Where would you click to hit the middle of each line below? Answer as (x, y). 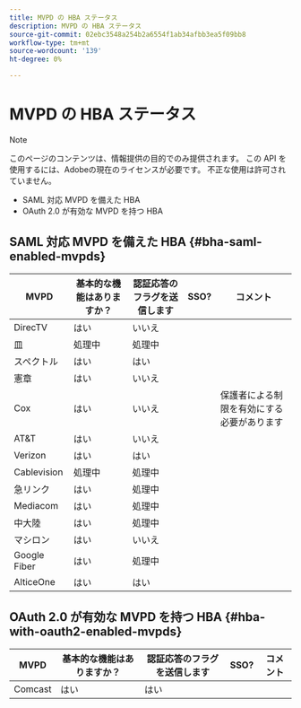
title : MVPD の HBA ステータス (64, 17)
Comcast (33, 689)
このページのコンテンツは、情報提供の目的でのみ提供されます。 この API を (148, 158)
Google (29, 555)
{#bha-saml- (225, 242)
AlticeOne (34, 581)
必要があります (252, 422)
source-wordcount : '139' (56, 51)
